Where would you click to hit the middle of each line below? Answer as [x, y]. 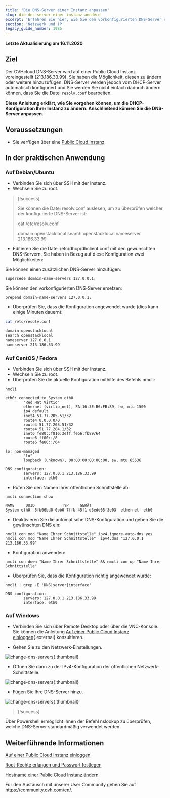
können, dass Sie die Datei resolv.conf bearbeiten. [59, 93]
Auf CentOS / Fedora [31, 358]
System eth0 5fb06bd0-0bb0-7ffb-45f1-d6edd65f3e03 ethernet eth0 [79, 510]
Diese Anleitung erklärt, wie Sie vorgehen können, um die [67, 103]
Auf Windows [22, 616]
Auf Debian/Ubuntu [30, 172]
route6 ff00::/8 [40, 438]
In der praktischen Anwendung [55, 158]
